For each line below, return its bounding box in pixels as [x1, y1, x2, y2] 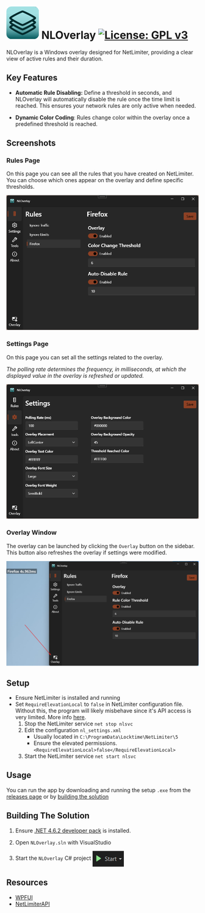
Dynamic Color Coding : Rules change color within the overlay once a [15, 114, 190, 121]
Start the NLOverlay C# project [15, 854, 92, 862]
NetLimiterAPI [15, 900, 50, 908]
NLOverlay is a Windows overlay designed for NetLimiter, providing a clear [6, 48, 193, 56]
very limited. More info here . [15, 714, 87, 721]
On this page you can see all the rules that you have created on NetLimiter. [6, 170, 194, 177]
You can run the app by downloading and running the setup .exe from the [6, 786, 191, 794]
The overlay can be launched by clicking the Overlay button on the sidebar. [6, 542, 195, 549]
